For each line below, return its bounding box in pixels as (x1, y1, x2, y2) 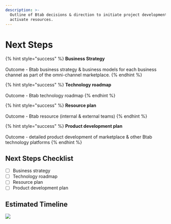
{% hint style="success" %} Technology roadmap (5, 82, 111, 88)
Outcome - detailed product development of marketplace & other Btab (5, 134, 153, 140)
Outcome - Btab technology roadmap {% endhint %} (5, 93, 116, 99)
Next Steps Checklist (5, 154, 74, 163)
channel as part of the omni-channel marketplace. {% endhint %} (5, 72, 142, 78)
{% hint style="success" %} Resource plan (5, 102, 97, 108)
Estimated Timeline (5, 200, 68, 209)
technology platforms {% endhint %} (5, 139, 82, 146)
